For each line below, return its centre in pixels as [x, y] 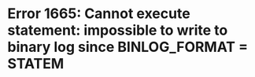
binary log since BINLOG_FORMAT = [128, 47]
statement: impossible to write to [118, 30]
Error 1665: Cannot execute [99, 14]
